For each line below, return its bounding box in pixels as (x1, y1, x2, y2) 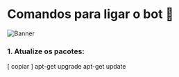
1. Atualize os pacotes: (7, 46, 85, 56)
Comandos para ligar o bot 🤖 (7, 6, 174, 22)
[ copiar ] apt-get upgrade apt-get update (7, 62, 126, 71)
